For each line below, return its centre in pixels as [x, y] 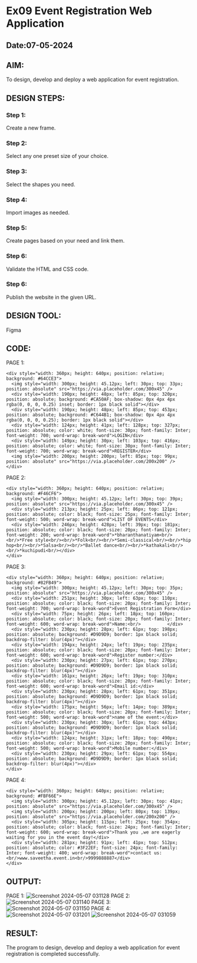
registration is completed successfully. [53, 954]
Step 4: [17, 199]
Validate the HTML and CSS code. [47, 269]
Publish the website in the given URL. [51, 297]
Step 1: [16, 115]
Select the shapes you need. [41, 184]
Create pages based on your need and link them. [65, 241]
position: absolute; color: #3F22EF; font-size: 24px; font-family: [92, 848]
